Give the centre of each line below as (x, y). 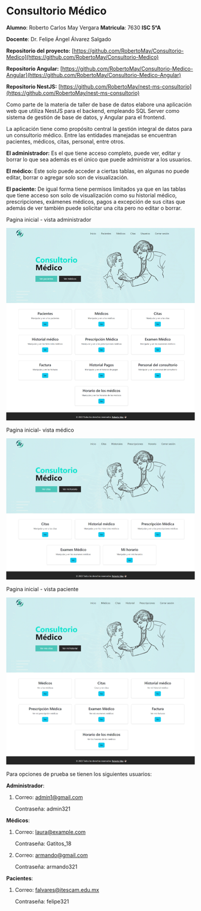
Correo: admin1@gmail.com (49, 797)
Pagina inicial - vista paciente (42, 589)
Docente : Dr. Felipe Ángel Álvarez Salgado (59, 39)
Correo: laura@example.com (50, 831)
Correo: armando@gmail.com (51, 855)
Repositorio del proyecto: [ (40, 51)
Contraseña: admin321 (42, 809)
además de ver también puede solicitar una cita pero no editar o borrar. (94, 208)
